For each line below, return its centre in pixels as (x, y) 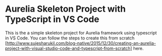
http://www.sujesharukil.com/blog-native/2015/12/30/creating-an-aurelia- (81, 43)
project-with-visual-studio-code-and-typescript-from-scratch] (69, 48)
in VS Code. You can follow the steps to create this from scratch (70, 38)
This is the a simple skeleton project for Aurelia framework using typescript (81, 33)
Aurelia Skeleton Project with (66, 9)
